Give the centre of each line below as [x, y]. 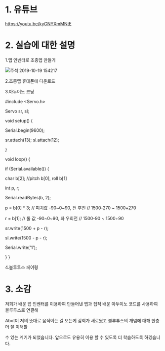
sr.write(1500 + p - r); [27, 228]
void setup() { [19, 120]
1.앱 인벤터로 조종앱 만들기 [30, 60]
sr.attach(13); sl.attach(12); [32, 140]
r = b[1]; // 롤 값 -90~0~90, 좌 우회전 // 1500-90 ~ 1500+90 [64, 218]
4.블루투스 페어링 [22, 267]
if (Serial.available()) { [27, 169]
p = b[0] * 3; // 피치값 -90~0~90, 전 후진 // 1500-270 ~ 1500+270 [71, 208]
